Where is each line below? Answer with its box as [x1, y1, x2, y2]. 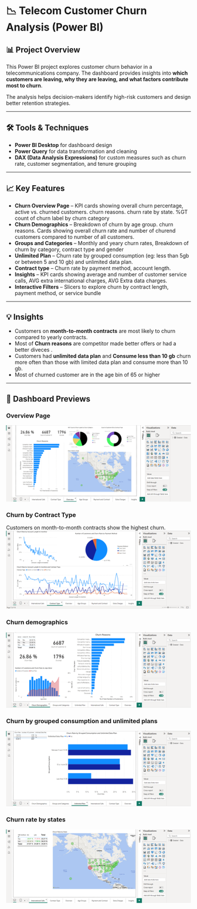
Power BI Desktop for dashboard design [14, 141, 113, 148]
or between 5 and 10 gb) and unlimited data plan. [14, 258, 133, 265]
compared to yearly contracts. [14, 334, 88, 341]
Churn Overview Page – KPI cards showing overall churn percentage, [14, 202, 184, 209]
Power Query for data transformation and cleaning [14, 148, 138, 155]
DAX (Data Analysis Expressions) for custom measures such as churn [14, 153, 186, 161]
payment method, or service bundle [14, 289, 101, 296]
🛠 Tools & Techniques [6, 123, 89, 133]
